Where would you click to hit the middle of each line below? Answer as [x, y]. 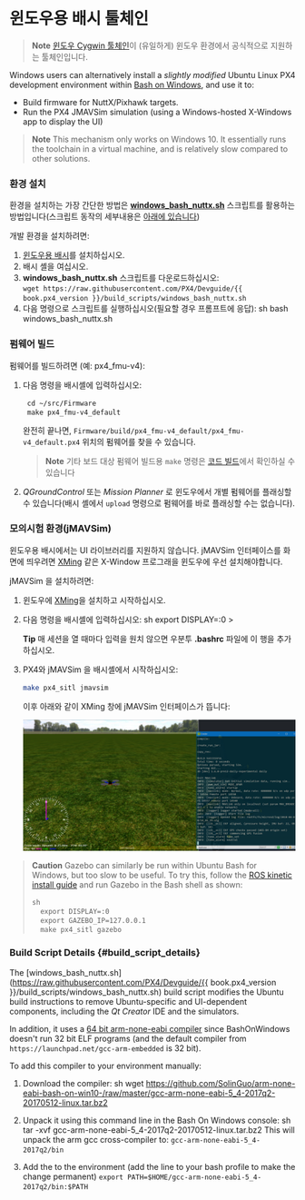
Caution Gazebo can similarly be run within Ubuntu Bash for [144, 866]
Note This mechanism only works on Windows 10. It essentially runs [159, 139]
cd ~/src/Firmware [62, 403]
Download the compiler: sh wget [83, 1083]
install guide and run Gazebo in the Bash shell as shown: [137, 885]
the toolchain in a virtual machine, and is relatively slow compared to [160, 149]
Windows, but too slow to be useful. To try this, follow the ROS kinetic [162, 875]
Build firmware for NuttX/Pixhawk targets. [100, 102]
